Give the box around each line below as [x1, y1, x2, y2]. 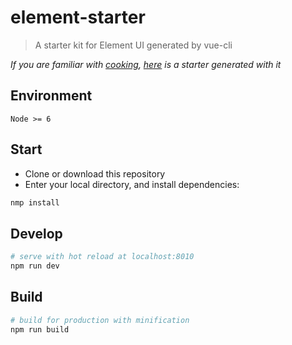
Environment [10, 87, 93, 105]
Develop [10, 225, 63, 242]
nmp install [10, 197, 60, 208]
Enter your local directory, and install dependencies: [24, 178, 240, 190]
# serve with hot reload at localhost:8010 [10, 252, 195, 262]
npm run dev [10, 261, 60, 271]
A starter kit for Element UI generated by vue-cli [34, 39, 233, 51]
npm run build [10, 324, 70, 335]
